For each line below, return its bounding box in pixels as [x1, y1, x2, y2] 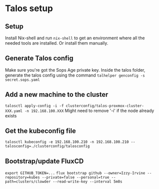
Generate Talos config [5, 54, 74, 63]
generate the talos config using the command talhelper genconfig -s [5, 72, 145, 78]
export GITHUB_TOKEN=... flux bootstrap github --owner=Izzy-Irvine [5, 171, 145, 176]
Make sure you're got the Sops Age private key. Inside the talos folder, [5, 67, 145, 73]
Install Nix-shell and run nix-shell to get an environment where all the [5, 35, 145, 41]
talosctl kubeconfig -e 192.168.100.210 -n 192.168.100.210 [5, 140, 129, 144]
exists [5, 112, 17, 119]
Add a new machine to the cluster [5, 91, 109, 99]
